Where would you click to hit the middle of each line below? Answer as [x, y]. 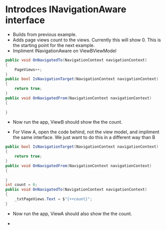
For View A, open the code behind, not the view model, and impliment [86, 132]
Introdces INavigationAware [66, 9]
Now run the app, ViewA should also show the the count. [72, 214]
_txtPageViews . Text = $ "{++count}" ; [54, 199]
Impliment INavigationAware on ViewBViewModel [64, 51]
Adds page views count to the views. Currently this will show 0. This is [87, 40]
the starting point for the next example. [54, 45]
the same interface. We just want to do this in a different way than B [84, 137]
